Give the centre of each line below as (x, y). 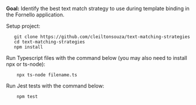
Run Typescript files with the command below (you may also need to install (97, 58)
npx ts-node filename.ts (47, 75)
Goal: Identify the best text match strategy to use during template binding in (98, 9)
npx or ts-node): (26, 64)
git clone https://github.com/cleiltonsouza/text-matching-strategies (102, 37)
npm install (28, 47)
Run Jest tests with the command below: (55, 86)
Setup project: (23, 26)
